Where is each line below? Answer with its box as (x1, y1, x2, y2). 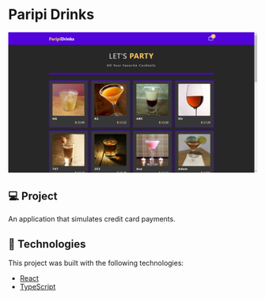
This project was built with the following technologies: (8, 259, 184, 268)
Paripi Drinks (8, 6, 95, 24)
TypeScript (19, 282, 56, 292)
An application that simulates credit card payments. (8, 214, 176, 224)
